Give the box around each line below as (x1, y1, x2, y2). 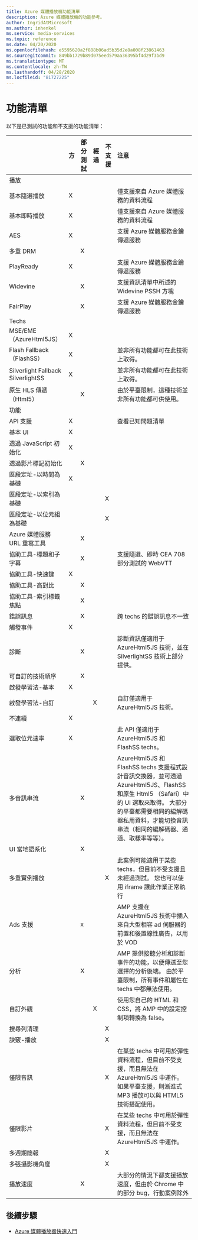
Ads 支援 (9, 921, 34, 929)
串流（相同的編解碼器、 (117, 825, 183, 834)
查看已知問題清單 (117, 417, 165, 426)
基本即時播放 (9, 212, 45, 220)
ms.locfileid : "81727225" (6, 75, 70, 80)
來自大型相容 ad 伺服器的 (117, 921, 187, 929)
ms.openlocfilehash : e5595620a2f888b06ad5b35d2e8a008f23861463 (6, 47, 165, 53)
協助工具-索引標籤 (9, 593, 61, 601)
